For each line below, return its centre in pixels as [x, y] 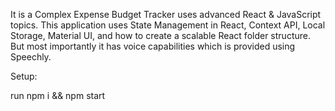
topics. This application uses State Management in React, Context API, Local [168, 25]
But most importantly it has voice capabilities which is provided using [153, 46]
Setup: [24, 76]
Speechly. [31, 57]
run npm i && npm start [58, 95]
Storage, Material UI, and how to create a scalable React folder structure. [160, 35]
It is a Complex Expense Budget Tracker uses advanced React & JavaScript [166, 14]
